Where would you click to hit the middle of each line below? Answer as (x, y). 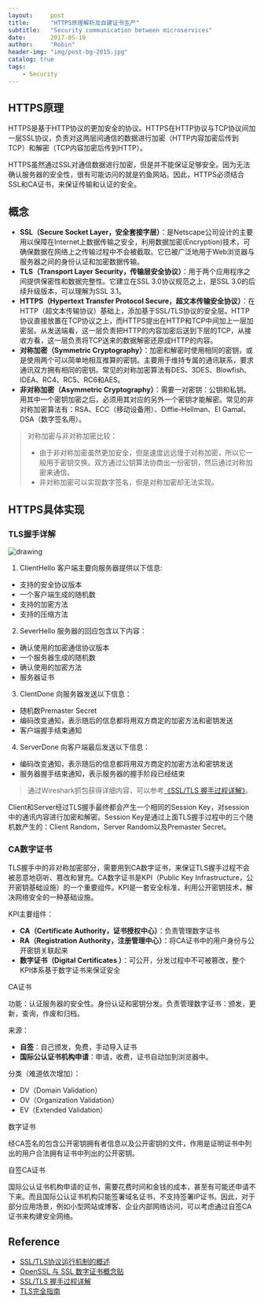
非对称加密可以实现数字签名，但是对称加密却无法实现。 (128, 482)
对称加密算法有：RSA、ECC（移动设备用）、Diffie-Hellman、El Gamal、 (134, 410)
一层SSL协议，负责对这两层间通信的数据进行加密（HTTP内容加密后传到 (124, 138)
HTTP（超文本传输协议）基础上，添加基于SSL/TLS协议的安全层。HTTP (134, 311)
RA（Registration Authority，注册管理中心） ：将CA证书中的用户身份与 (134, 941)
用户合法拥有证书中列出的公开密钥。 (80, 1153)
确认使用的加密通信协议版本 (64, 648)
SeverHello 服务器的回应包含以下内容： (83, 630)
